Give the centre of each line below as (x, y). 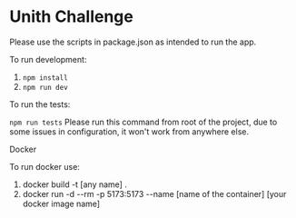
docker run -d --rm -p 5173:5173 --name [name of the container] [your (154, 193)
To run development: (48, 59)
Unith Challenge (71, 17)
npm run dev (45, 87)
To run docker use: (44, 166)
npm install (45, 78)
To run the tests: (40, 104)
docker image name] (61, 203)
